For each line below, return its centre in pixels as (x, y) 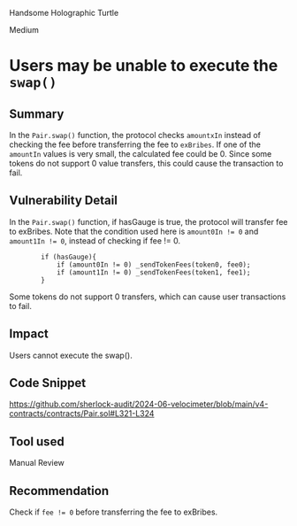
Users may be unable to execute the (144, 66)
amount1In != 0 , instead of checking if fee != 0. (95, 240)
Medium (24, 30)
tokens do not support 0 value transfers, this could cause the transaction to (146, 163)
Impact (29, 334)
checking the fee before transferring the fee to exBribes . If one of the (135, 144)
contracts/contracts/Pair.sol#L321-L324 (82, 414)
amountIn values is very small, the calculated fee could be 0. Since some (141, 154)
